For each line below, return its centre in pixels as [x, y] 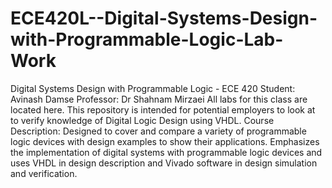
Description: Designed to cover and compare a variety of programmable [158, 131]
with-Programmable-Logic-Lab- [147, 39]
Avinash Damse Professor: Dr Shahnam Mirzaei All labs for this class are [159, 99]
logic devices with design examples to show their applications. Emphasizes [165, 141]
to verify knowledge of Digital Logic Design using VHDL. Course [142, 120]
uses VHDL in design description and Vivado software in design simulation [164, 163]
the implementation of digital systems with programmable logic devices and [166, 152]
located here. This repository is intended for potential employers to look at [163, 109]
